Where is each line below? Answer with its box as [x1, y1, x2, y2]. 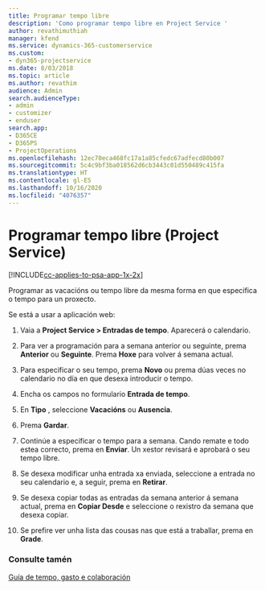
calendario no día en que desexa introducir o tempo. [19, 373, 194, 383]
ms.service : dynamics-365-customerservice [8, 42, 153, 50]
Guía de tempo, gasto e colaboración [8, 572, 131, 582]
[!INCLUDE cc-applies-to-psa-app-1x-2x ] [8, 270, 144, 279]
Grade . [19, 534, 44, 543]
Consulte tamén [8, 554, 72, 565]
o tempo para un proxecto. [8, 294, 96, 303]
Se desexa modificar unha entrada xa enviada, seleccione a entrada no [19, 468, 255, 478]
